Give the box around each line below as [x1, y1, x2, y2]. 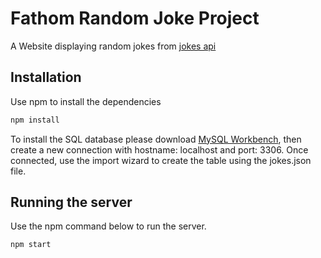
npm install [10, 115, 60, 125]
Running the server [10, 194, 133, 211]
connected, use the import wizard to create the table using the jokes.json [10, 154, 312, 166]
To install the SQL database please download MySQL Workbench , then [10, 133, 302, 145]
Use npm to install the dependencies [10, 95, 162, 107]
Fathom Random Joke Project [10, 7, 260, 30]
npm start [10, 240, 52, 250]
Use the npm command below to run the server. [10, 220, 207, 232]
